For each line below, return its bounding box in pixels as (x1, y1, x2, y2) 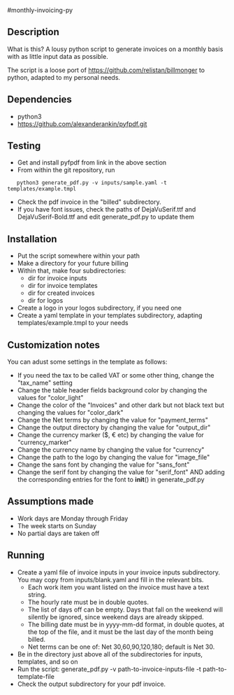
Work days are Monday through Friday (17, 514, 129, 523)
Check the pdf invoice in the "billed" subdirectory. (17, 198, 162, 206)
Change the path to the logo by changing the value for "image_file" (17, 453, 210, 462)
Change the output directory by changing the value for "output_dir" (17, 423, 211, 432)
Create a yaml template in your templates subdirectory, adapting (17, 311, 203, 319)
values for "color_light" (17, 394, 84, 402)
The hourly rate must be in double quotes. (27, 598, 149, 606)
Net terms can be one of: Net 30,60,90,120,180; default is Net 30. (27, 642, 215, 651)
